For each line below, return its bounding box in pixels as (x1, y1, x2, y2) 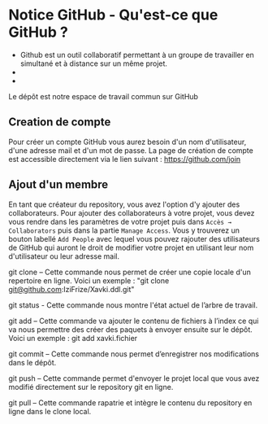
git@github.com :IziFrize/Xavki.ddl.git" (8, 284, 135, 294)
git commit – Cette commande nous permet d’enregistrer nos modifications (8, 348, 260, 359)
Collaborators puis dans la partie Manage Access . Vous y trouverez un (8, 225, 240, 235)
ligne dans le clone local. (8, 406, 92, 416)
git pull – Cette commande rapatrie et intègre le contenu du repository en (8, 397, 253, 408)
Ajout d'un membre (8, 177, 109, 192)
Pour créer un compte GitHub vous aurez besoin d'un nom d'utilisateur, (8, 137, 247, 146)
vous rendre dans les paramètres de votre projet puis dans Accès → (8, 216, 232, 226)
